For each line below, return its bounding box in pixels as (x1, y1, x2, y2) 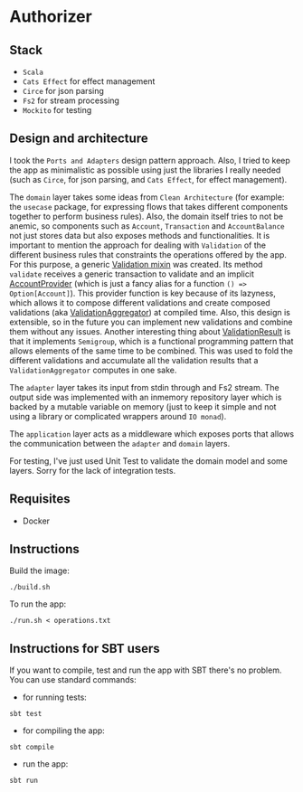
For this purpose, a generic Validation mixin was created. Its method (9, 259, 263, 269)
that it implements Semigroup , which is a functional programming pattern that (9, 335, 294, 346)
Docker (22, 515, 51, 526)
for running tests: (22, 692, 88, 702)
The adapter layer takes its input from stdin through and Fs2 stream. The (9, 382, 279, 392)
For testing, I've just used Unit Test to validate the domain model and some (9, 455, 288, 467)
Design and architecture (9, 131, 148, 146)
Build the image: (9, 565, 70, 576)
